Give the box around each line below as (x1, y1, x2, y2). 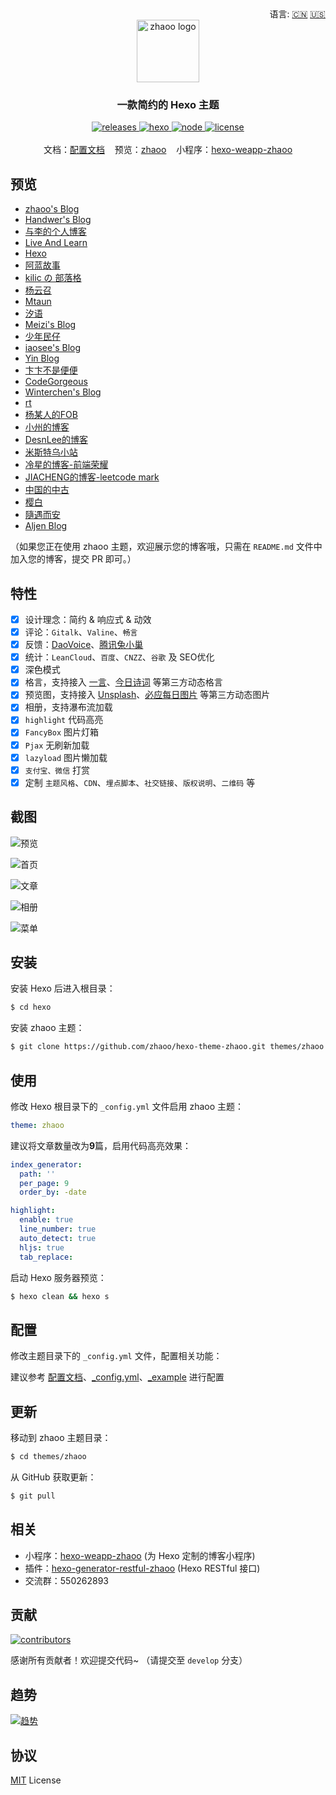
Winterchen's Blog (24, 386, 102, 398)
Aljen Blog (24, 520, 68, 532)
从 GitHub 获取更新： (10, 1471, 97, 1483)
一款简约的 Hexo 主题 (116, 97, 220, 111)
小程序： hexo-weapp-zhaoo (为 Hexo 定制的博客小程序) (24, 1549, 256, 1561)
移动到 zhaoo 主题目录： (10, 1432, 112, 1444)
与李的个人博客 (24, 226, 87, 238)
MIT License (10, 1774, 62, 1786)
